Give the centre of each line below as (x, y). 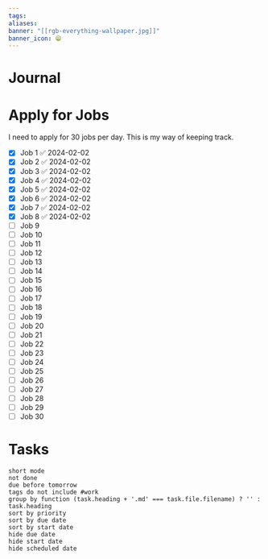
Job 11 (31, 244)
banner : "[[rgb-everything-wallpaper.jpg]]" (84, 31)
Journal (35, 78)
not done (23, 478)
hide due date (32, 535)
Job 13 (31, 262)
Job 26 (32, 380)
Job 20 (32, 325)
